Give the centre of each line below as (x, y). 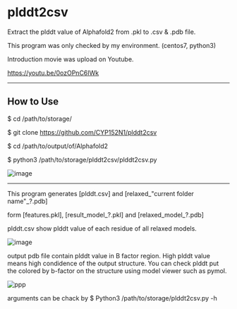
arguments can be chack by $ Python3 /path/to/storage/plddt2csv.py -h (112, 298)
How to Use (33, 102)
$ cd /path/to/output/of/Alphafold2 (57, 146)
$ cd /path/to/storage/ (39, 119)
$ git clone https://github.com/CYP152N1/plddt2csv (82, 132)
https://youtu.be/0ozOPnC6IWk (53, 73)
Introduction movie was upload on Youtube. (71, 59)
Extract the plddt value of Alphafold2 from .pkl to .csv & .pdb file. (102, 32)
